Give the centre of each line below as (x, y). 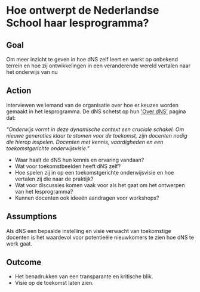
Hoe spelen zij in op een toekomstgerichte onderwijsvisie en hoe (94, 172)
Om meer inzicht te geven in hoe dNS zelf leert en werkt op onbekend (92, 59)
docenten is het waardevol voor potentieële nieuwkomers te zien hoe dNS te (100, 237)
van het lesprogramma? (44, 191)
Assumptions (32, 217)
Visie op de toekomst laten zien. (54, 283)
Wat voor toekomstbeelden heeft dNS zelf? (68, 166)
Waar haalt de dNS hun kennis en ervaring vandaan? (79, 160)
